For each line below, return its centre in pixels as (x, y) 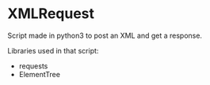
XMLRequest (51, 14)
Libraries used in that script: (53, 50)
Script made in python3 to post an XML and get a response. (105, 35)
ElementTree (40, 74)
